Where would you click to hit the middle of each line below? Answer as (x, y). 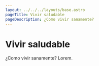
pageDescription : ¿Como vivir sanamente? (50, 19)
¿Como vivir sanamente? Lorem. (39, 58)
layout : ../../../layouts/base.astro (45, 10)
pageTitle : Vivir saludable (35, 15)
